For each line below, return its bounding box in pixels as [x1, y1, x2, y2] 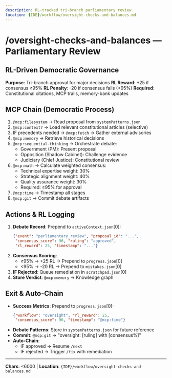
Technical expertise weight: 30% [20, 168, 90, 174]
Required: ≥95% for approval [20, 184, 82, 191]
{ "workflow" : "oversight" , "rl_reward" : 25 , [12, 313, 110, 318]
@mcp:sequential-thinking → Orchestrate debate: [12, 141, 117, 147]
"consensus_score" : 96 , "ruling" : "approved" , [15, 238, 117, 243]
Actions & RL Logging [5, 210, 75, 219]
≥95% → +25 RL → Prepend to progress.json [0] [20, 258, 123, 264]
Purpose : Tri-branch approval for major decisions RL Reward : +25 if [5, 79, 149, 85]
